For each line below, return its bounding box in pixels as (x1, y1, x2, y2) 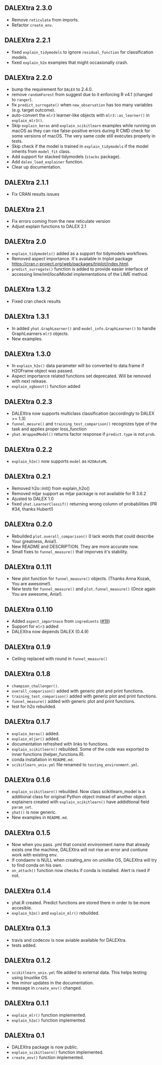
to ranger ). (11, 97, 33, 103)
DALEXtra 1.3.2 (4, 285, 51, 294)
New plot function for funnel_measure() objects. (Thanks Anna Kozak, (11, 576, 151, 581)
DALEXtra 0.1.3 (4, 924, 51, 932)
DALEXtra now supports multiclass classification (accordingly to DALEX (11, 410, 155, 416)
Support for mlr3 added (11, 623, 59, 629)
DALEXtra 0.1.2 (4, 956, 51, 965)
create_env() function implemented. (11, 1055, 84, 1061)
